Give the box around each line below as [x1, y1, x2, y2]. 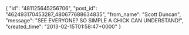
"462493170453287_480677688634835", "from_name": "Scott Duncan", [5, 11, 181, 18]
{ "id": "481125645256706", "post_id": [5, 5, 97, 11]
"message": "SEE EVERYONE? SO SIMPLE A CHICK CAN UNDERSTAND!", [5, 17, 184, 24]
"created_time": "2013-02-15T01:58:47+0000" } [5, 23, 122, 30]
